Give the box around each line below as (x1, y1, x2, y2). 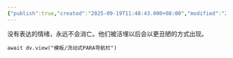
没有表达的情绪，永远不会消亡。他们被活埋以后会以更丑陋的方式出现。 (7, 29, 208, 38)
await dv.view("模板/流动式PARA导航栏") (7, 44, 117, 51)
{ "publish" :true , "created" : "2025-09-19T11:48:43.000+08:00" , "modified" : (7, 10, 222, 17)
